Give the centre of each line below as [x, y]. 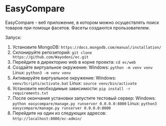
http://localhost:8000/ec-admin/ [47, 119]
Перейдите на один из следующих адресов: [59, 113]
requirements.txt [30, 93]
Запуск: [13, 37]
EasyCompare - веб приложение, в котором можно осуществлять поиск [82, 22]
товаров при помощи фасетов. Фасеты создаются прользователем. [78, 27]
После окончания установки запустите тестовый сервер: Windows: [84, 98]
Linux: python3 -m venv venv [42, 72]
